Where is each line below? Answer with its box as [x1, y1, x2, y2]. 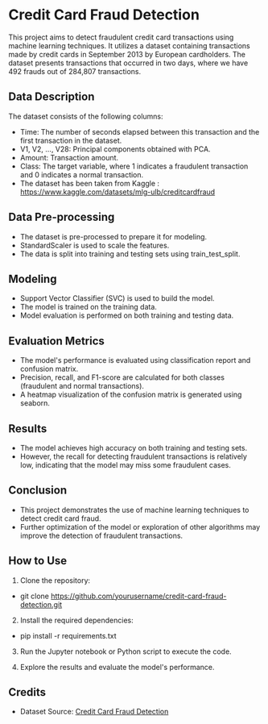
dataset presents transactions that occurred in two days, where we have [8, 58, 249, 68]
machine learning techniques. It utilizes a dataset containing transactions [8, 40, 251, 50]
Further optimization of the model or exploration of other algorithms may [19, 522, 261, 531]
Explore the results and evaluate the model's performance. [19, 662, 215, 672]
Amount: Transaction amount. [19, 152, 119, 162]
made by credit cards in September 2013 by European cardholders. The [8, 49, 245, 59]
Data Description [8, 90, 95, 104]
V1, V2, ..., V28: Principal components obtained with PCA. [19, 144, 211, 154]
